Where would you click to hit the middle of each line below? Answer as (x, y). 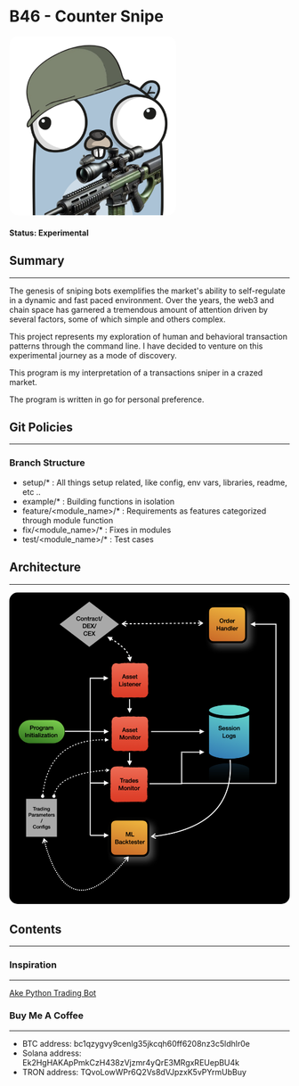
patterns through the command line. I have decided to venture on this (136, 346)
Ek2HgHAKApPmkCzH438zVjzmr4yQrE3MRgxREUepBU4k (131, 1062)
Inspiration (33, 965)
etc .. (32, 491)
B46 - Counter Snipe (87, 16)
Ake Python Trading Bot (53, 992)
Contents (36, 929)
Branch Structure (47, 463)
